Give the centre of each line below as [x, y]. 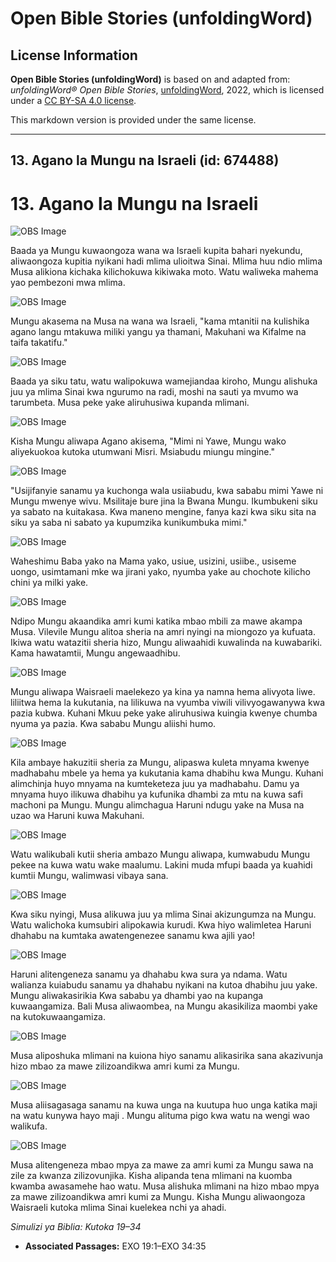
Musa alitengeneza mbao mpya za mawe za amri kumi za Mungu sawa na [162, 1165]
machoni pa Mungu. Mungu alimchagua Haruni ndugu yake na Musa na [157, 805]
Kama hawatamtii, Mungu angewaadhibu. [95, 653]
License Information [74, 55]
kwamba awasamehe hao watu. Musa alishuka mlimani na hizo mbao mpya [165, 1186]
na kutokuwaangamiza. [58, 1017]
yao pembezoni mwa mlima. [68, 283]
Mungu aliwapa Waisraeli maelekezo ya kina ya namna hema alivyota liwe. [163, 692]
